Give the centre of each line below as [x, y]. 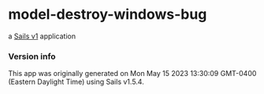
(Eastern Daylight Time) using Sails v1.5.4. [76, 82]
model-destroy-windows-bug [108, 14]
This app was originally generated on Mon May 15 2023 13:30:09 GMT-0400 [132, 74]
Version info [32, 56]
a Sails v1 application [42, 36]
